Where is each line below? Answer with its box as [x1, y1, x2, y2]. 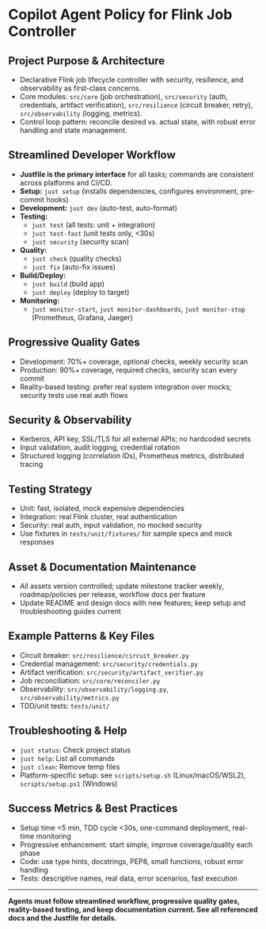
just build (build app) [31, 279, 105, 289]
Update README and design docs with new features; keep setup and [19, 598, 245, 608]
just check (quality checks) [31, 254, 122, 263]
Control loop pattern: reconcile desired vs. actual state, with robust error [19, 117, 256, 126]
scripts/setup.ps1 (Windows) [19, 778, 118, 788]
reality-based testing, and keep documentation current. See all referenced [8, 904, 258, 914]
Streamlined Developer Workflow [8, 148, 176, 162]
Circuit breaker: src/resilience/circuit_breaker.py [19, 650, 190, 659]
